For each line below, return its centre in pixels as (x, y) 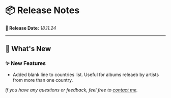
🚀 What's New (28, 49)
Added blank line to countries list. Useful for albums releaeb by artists (86, 75)
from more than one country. (43, 80)
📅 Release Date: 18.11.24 (31, 28)
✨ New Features (25, 63)
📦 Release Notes (42, 10)
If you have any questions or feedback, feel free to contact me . (72, 90)
